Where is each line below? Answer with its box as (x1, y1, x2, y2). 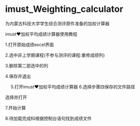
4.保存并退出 (5, 73, 31, 79)
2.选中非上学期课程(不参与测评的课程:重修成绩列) (5, 52, 105, 58)
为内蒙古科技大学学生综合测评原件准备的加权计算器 (5, 20, 110, 26)
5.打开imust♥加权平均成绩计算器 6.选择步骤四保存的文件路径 (10, 83, 136, 90)
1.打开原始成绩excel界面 (5, 41, 54, 48)
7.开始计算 (5, 105, 26, 111)
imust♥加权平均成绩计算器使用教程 (5, 31, 78, 37)
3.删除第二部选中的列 (5, 63, 49, 68)
